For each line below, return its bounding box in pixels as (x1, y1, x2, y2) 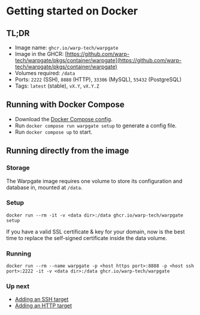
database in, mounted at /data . (6, 184, 83, 191)
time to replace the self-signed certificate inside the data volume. (6, 234, 168, 241)
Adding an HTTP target (14, 302, 72, 310)
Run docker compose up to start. (14, 128, 93, 136)
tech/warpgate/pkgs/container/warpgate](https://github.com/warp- (14, 57, 182, 64)
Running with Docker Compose (6, 100, 125, 110)
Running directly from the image (6, 146, 129, 156)
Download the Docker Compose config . (14, 115, 113, 122)
